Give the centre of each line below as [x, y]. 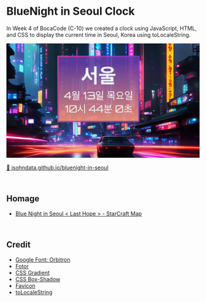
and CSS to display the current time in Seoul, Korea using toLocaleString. [99, 34]
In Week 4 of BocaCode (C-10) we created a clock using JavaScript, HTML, [102, 28]
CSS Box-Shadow [38, 279]
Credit [18, 245]
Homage [23, 199]
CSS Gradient [32, 273]
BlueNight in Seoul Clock [71, 11]
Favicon [25, 285]
